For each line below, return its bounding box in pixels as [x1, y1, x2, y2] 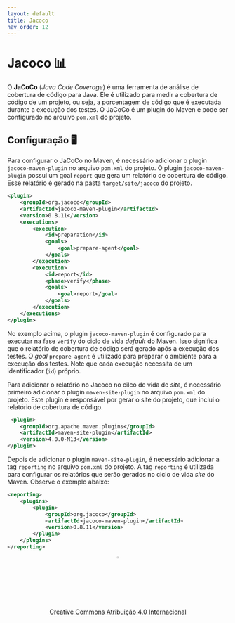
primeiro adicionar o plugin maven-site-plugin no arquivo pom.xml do [7, 387, 206, 396]
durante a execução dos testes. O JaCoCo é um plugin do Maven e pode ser [7, 105, 229, 114]
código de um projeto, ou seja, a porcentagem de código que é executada [7, 98, 222, 106]
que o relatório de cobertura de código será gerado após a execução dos [7, 344, 220, 352]
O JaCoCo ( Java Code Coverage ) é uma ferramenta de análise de [7, 83, 199, 91]
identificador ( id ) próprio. [7, 366, 81, 375]
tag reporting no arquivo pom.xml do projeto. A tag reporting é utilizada [7, 463, 214, 471]
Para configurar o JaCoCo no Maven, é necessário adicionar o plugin [7, 156, 207, 165]
